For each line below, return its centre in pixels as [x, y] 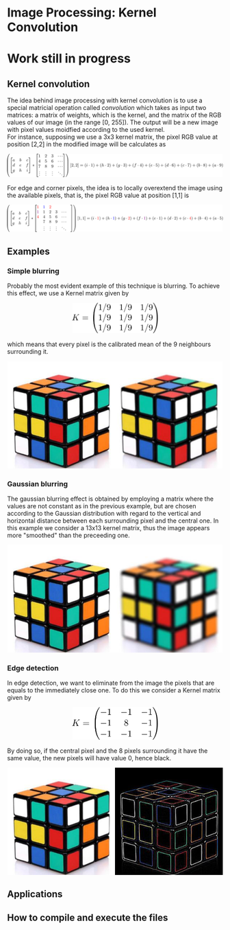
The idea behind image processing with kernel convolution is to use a [105, 100]
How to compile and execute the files [88, 917]
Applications [35, 894]
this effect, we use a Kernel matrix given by [68, 293]
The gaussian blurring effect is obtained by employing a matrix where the [111, 499]
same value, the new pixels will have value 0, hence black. [89, 758]
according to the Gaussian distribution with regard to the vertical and [104, 514]
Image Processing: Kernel [82, 13]
